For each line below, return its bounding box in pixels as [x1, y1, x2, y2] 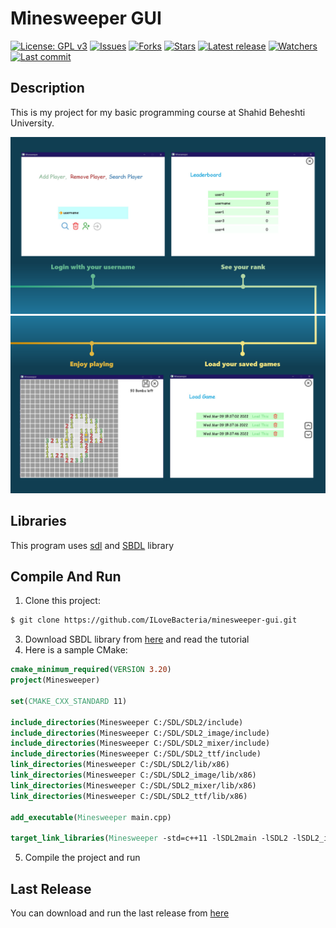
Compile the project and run [24, 852, 141, 864]
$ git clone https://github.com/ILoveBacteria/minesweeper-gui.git [10, 615, 298, 626]
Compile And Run [10, 568, 122, 585]
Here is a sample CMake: [24, 644, 128, 656]
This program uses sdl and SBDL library [10, 539, 175, 551]
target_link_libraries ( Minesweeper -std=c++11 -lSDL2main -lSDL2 [10, 833, 288, 844]
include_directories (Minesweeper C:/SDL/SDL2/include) [10, 717, 244, 727]
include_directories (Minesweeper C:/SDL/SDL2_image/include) [10, 728, 271, 738]
